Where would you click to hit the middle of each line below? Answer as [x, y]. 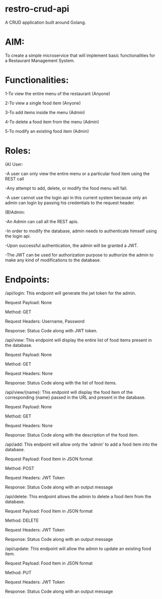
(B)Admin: [15, 212]
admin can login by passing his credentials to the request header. [70, 203]
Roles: [18, 151]
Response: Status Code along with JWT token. [51, 330]
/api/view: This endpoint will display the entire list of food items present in [79, 340]
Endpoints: [27, 279]
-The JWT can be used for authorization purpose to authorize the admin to [79, 255]
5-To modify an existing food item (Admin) [47, 131]
